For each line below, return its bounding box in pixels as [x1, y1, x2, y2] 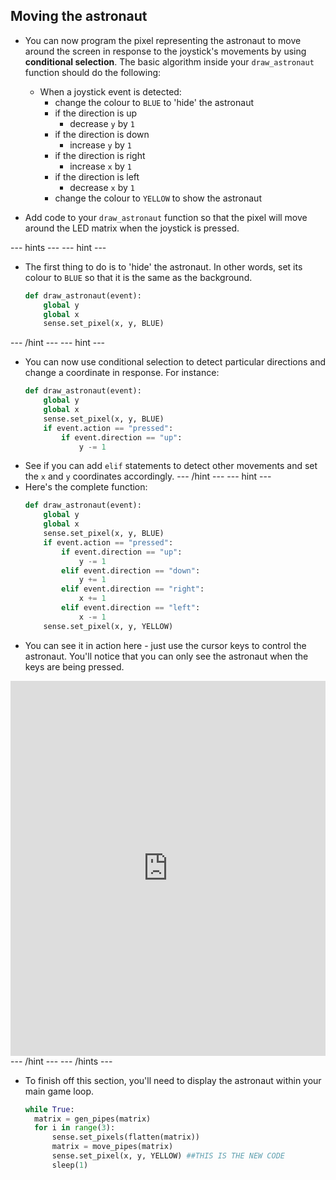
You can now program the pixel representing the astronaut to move [24, 34, 302, 46]
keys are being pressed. [24, 660, 125, 673]
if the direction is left [54, 170, 140, 183]
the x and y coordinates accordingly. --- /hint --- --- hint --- [24, 470, 272, 483]
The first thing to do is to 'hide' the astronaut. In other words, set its [24, 260, 303, 273]
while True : [24, 1104, 75, 1114]
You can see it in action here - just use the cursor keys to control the [24, 639, 307, 651]
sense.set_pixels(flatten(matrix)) [51, 1132, 200, 1143]
